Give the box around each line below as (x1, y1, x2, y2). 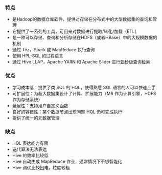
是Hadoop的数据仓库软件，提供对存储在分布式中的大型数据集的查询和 (12, 16, 153, 22)
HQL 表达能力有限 (12, 140, 48, 146)
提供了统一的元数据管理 (12, 115, 60, 120)
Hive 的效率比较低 (12, 152, 49, 158)
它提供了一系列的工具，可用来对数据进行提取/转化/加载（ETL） (12, 28, 139, 35)
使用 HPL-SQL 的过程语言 (12, 53, 64, 59)
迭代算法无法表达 (12, 146, 47, 152)
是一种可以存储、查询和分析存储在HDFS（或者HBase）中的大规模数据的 (12, 35, 158, 40)
